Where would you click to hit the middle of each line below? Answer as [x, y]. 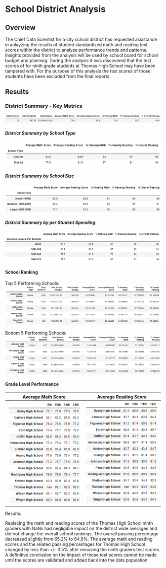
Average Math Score [44, 397]
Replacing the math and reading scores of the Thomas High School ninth [79, 523]
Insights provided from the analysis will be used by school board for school [82, 55]
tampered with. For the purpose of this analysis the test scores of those [78, 71]
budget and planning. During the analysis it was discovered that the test [78, 60]
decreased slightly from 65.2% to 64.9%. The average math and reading [79, 539]
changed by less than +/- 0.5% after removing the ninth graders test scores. [83, 549]
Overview [21, 28]
